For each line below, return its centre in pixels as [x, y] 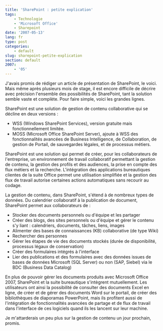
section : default [23, 60]
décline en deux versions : [32, 114]
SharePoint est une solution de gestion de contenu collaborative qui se [77, 109]
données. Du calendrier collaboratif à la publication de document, [71, 200]
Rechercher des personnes [40, 236]
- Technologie [28, 19]
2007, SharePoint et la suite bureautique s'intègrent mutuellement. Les [76, 282]
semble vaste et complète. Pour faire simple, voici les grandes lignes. [75, 99]
